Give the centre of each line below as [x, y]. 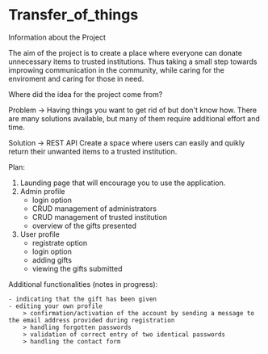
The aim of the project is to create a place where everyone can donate [125, 53]
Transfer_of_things [73, 15]
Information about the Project [57, 37]
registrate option [60, 242]
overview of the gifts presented [84, 225]
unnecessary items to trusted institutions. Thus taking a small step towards [133, 61]
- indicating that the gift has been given [83, 299]
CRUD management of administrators [94, 209]
